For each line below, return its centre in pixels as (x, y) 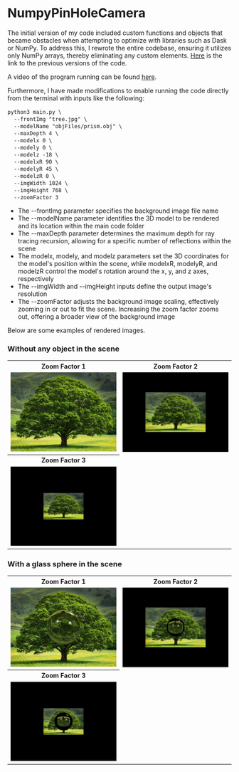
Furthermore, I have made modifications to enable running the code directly (118, 90)
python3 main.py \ (34, 112)
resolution (32, 294)
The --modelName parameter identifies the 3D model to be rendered (118, 218)
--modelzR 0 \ (34, 176)
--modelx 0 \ (33, 140)
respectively (36, 278)
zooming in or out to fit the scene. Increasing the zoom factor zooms (118, 309)
